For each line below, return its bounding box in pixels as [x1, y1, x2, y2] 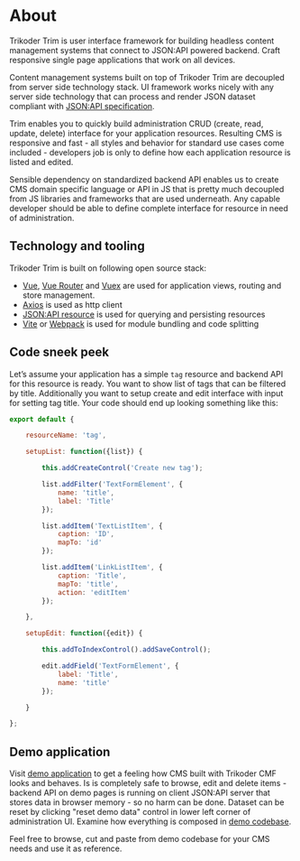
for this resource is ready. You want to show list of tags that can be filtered [9, 378, 286, 389]
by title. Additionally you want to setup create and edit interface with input [9, 387, 284, 398]
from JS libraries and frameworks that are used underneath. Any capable [9, 193, 281, 204]
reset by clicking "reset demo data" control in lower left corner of [9, 807, 251, 818]
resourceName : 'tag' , [25, 430, 106, 440]
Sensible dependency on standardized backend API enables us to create [9, 173, 279, 185]
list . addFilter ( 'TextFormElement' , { [41, 480, 183, 489]
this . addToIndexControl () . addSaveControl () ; [41, 645, 212, 654]
